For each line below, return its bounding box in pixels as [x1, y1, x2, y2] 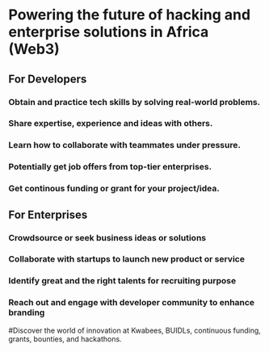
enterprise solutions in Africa [8, 23, 209, 41]
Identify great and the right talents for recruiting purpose [8, 275, 237, 287]
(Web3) [8, 40, 61, 58]
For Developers [8, 72, 87, 86]
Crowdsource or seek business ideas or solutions [8, 232, 207, 243]
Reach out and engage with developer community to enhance [8, 297, 255, 308]
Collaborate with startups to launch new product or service [8, 254, 245, 265]
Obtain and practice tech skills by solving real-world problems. [8, 96, 261, 107]
